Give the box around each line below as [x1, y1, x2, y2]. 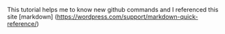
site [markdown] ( [7, 13, 58, 21]
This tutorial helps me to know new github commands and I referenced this [7, 6, 219, 13]
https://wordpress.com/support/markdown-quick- [57, 13, 198, 21]
